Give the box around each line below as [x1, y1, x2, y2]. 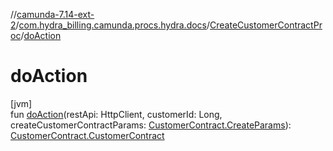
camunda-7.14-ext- [16, 9, 95, 20]
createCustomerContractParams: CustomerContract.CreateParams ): [10, 119, 292, 131]
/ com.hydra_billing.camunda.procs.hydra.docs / [15, 19, 211, 31]
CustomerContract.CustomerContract [10, 129, 165, 141]
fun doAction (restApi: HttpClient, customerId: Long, [10, 108, 223, 120]
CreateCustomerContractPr [209, 19, 323, 31]
